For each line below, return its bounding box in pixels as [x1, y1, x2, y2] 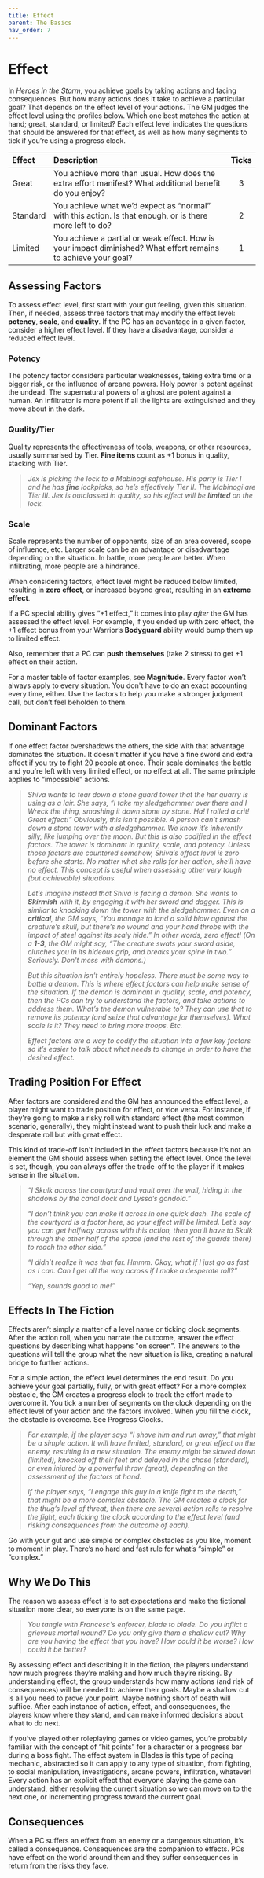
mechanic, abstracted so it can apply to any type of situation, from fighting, [8, 1759, 252, 1769]
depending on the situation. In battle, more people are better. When [8, 553, 226, 563]
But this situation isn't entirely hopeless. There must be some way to [27, 970, 249, 979]
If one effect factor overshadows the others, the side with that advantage [8, 741, 245, 751]
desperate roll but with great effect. [8, 1130, 123, 1139]
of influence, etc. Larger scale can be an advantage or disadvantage [8, 545, 230, 554]
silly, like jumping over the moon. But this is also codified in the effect [27, 831, 251, 841]
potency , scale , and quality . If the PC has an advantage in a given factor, [8, 317, 246, 326]
